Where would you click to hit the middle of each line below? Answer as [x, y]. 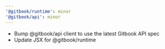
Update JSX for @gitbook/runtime [55, 40]
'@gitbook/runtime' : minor [38, 11]
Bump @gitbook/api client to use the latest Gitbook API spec [87, 33]
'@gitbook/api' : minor [33, 17]
